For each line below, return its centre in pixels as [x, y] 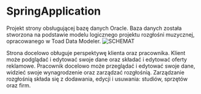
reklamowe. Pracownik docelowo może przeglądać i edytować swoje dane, [101, 66]
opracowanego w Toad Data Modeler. [54, 41]
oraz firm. [19, 85]
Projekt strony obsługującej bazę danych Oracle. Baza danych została [94, 28]
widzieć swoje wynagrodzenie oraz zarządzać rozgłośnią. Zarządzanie [95, 72]
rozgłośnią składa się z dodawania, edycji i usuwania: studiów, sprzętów [97, 79]
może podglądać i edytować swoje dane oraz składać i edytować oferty [97, 59]
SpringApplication [54, 11]
